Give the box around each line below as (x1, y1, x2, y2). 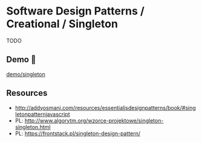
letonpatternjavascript (15, 110, 71, 118)
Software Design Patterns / (6, 4, 145, 18)
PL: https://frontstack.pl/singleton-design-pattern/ (15, 130, 141, 137)
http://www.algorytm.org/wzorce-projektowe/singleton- (24, 116, 164, 124)
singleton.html (15, 123, 51, 130)
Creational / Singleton (6, 17, 118, 31)
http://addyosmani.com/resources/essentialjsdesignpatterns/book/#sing (15, 104, 197, 111)
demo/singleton (6, 71, 45, 78)
